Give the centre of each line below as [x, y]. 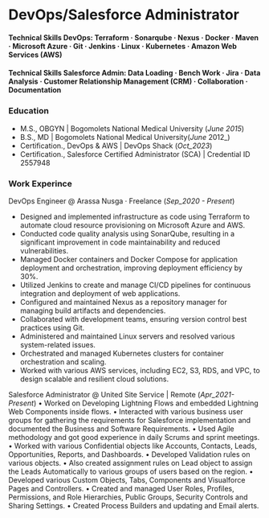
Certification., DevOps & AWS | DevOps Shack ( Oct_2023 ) [116, 146]
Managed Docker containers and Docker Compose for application [129, 259]
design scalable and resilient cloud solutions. [94, 379]
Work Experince [40, 183]
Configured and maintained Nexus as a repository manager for [123, 302]
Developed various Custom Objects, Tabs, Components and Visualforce [127, 479]
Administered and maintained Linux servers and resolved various [127, 336]
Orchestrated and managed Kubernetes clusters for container [122, 353]
